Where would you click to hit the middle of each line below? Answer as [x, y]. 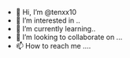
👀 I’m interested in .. [48, 20]
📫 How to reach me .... [53, 46]
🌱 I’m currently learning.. [56, 29]
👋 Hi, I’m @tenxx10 [46, 12]
